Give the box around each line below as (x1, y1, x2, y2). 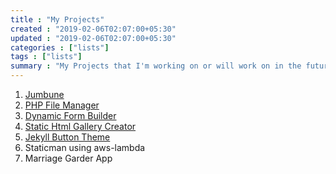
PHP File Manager (24, 99, 100, 111)
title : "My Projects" (10, 14, 105, 25)
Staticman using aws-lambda (24, 142, 146, 153)
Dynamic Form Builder (24, 110, 117, 121)
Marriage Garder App (24, 152, 113, 164)
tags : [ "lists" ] (10, 52, 83, 62)
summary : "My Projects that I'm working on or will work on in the (10, 61, 302, 71)
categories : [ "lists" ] (10, 42, 110, 53)
